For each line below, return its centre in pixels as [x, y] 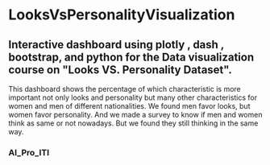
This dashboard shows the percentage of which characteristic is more [125, 89]
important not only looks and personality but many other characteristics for [133, 97]
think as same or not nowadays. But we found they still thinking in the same [133, 123]
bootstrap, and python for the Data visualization [131, 57]
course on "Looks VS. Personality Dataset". [120, 70]
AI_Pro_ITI [29, 152]
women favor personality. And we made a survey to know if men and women [135, 115]
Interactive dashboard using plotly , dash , [116, 45]
